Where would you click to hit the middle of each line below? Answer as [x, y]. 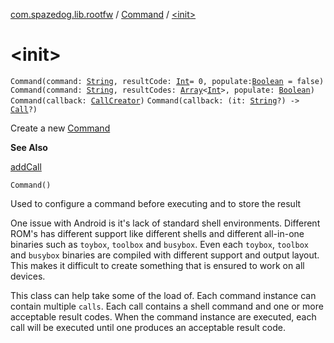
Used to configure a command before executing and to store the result [156, 203]
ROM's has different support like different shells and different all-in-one [157, 233]
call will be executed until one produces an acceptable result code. [148, 327]
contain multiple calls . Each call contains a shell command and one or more [167, 306]
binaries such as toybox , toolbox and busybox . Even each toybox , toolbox [160, 244]
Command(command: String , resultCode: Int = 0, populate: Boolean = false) [167, 81]
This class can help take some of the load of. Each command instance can [163, 295]
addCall [26, 166]
